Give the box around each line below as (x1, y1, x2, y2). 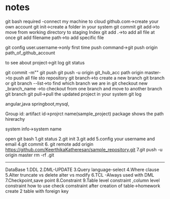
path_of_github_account (5, 50, 56, 56)
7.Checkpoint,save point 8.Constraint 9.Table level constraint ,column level (5, 177, 160, 183)
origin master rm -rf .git (5, 152, 55, 158)
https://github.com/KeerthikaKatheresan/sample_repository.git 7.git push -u (5, 146, 163, 152)
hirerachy (5, 116, 25, 122)
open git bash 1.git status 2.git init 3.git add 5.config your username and (5, 136, 155, 142)
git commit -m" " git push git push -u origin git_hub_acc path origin (5, 69, 144, 75)
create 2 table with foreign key (5, 188, 69, 194)
